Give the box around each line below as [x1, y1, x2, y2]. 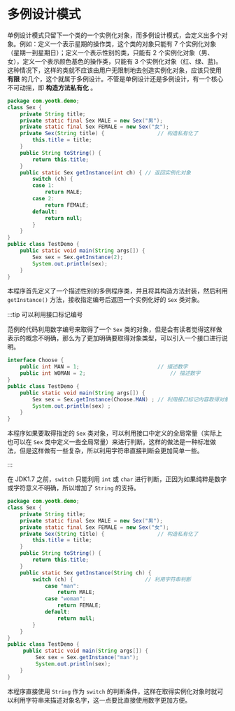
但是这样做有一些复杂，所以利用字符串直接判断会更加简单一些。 [19, 446, 204, 455]
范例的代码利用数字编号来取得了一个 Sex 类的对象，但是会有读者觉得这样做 [7, 325, 222, 333]
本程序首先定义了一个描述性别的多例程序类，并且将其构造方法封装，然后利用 [7, 287, 228, 295]
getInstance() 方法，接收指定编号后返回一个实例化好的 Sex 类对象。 [7, 296, 204, 304]
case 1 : [32, 182, 55, 189]
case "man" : [44, 582, 80, 589]
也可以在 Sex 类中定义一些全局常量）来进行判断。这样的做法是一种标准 [7, 438, 211, 446]
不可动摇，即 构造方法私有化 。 [7, 83, 97, 92]
